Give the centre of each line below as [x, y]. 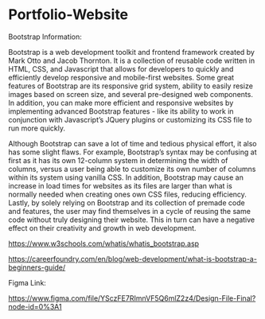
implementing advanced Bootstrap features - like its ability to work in [121, 111]
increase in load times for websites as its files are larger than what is [120, 185]
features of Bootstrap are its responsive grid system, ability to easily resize [131, 86]
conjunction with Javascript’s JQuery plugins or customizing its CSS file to [130, 119]
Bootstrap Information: [45, 37]
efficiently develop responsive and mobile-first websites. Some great [121, 77]
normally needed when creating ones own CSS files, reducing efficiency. [127, 194]
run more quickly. [37, 128]
